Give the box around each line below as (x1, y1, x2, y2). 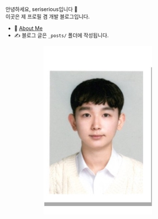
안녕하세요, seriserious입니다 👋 (5, 6, 78, 12)
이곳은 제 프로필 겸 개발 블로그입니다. (5, 13, 90, 20)
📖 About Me (13, 25, 43, 32)
